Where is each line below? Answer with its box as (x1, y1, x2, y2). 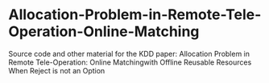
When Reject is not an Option (8, 65, 106, 75)
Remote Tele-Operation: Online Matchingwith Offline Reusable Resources (8, 57, 252, 67)
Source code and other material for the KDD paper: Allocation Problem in (8, 49, 250, 58)
